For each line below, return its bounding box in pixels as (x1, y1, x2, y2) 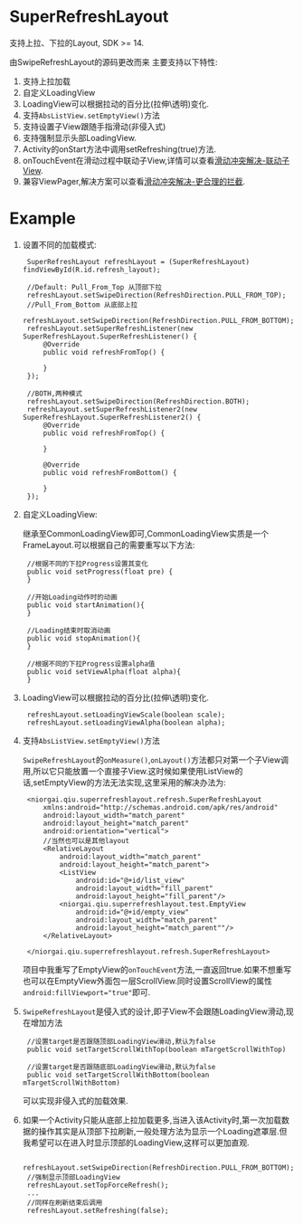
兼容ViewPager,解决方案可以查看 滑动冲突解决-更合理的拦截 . (22, 176, 246, 186)
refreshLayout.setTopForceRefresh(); (26, 1181, 169, 1190)
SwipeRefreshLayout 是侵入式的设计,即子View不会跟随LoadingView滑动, (22, 1006, 287, 1017)
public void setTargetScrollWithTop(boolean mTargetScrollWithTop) (26, 1045, 287, 1054)
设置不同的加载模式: (22, 239, 97, 250)
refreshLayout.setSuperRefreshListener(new (26, 324, 194, 333)
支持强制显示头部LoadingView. (22, 132, 137, 143)
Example (9, 208, 76, 229)
